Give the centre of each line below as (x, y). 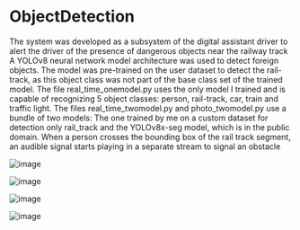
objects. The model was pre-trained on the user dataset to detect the (137, 70)
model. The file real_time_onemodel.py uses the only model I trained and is (147, 89)
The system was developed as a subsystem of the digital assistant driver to (149, 41)
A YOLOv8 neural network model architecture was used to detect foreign (144, 60)
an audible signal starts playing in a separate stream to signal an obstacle (145, 146)
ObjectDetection (72, 17)
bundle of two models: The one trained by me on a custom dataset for (139, 118)
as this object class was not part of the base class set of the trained (158, 79)
